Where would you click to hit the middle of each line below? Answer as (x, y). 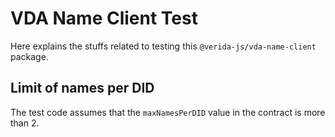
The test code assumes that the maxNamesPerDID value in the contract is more (168, 112)
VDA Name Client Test (104, 18)
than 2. (25, 123)
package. (29, 56)
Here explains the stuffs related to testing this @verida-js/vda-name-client (163, 46)
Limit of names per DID (82, 88)
